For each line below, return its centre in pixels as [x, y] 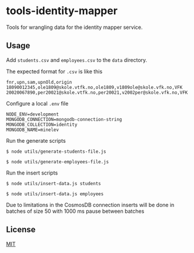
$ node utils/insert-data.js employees [55, 194]
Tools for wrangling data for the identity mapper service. [74, 27]
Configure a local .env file [37, 103]
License [21, 230]
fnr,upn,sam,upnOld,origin [39, 82]
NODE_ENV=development [33, 114]
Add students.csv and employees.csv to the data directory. [77, 60]
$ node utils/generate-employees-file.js [58, 162]
